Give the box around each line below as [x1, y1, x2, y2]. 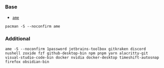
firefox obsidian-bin [5, 59, 50, 64]
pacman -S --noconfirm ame [5, 24, 60, 29]
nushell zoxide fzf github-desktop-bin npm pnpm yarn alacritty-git [5, 50, 148, 56]
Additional [5, 35, 30, 42]
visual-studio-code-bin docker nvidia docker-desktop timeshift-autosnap [5, 55, 160, 60]
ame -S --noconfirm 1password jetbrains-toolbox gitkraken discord [5, 46, 146, 51]
